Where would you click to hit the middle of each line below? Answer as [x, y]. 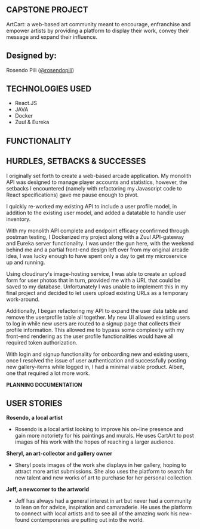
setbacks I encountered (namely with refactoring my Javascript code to [94, 188]
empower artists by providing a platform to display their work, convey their [98, 30]
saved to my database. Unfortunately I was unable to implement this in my [97, 287]
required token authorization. [42, 342]
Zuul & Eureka [32, 122]
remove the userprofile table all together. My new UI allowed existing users [98, 317]
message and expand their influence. [52, 37]
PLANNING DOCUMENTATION [44, 385]
